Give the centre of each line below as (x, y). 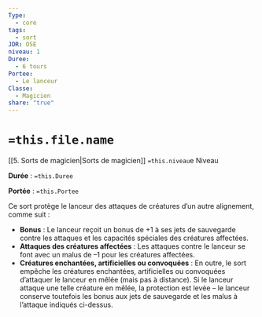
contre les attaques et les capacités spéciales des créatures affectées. (134, 238)
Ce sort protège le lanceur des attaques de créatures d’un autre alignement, (131, 206)
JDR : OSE (22, 45)
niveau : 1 (24, 52)
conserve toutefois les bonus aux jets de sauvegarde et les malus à (129, 297)
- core (26, 23)
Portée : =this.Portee (44, 191)
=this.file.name (61, 140)
